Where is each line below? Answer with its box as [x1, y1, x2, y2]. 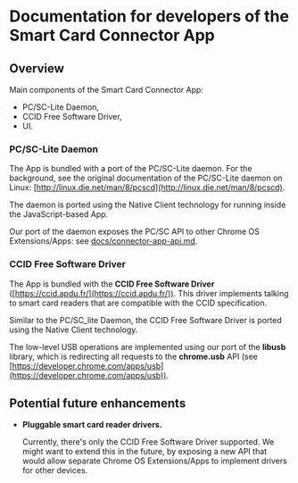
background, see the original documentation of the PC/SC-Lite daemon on [9, 172, 283, 184]
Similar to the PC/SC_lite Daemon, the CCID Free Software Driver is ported [9, 314, 283, 325]
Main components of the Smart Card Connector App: [9, 85, 203, 95]
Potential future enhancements [9, 396, 186, 411]
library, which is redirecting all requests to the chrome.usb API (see [9, 351, 259, 362]
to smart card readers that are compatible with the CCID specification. [9, 297, 268, 308]
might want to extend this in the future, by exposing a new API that [21, 446, 268, 457]
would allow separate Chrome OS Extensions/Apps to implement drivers [21, 455, 287, 466]
